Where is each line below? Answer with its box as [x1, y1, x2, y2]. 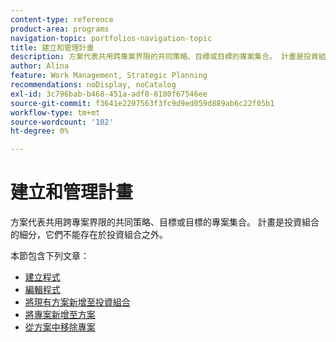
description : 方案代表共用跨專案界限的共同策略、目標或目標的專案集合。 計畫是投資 [10, 52, 319, 62]
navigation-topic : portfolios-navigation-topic [10, 33, 213, 43]
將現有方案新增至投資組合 [24, 296, 131, 308]
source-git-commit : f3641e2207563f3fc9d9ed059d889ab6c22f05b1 [10, 98, 275, 108]
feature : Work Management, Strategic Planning [10, 71, 208, 81]
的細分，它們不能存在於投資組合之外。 [10, 229, 168, 241]
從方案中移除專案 [24, 321, 96, 333]
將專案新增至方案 [24, 309, 96, 321]
